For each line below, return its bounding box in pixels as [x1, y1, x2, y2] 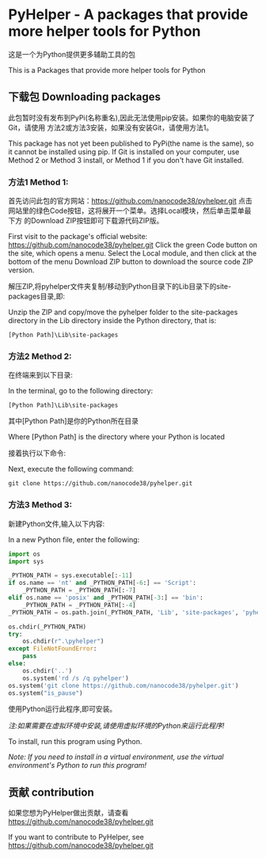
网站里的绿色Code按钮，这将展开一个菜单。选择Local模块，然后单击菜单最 [8, 206, 252, 215]
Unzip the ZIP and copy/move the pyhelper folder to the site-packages [8, 307, 238, 317]
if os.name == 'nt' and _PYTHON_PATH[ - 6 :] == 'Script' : [8, 579, 196, 587]
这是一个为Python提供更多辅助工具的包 [8, 49, 136, 59]
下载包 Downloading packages [8, 90, 161, 104]
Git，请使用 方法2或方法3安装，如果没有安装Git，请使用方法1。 [8, 123, 214, 132]
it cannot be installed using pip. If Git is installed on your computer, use [8, 146, 240, 156]
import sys [8, 557, 44, 565]
